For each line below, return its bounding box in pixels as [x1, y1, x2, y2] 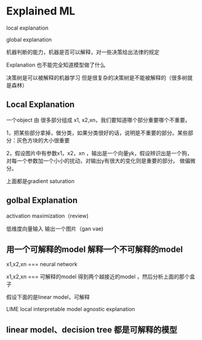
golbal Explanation [6, 195, 78, 206]
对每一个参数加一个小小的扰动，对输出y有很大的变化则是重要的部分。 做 [6, 157, 185, 164]
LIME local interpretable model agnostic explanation [6, 306, 136, 313]
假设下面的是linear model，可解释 [6, 293, 90, 301]
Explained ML [6, 4, 75, 18]
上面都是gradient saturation [6, 177, 75, 185]
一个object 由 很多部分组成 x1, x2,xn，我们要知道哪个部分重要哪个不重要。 [6, 116, 191, 123]
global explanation [6, 36, 52, 43]
